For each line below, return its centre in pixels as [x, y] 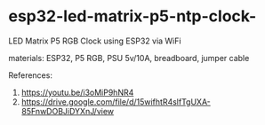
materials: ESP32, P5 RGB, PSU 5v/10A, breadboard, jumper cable [129, 58]
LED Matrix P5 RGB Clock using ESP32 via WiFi [95, 41]
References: [30, 75]
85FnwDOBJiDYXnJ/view [68, 111]
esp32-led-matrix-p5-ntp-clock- [132, 16]
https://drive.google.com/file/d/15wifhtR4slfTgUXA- [116, 102]
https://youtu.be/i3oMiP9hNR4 [77, 92]
